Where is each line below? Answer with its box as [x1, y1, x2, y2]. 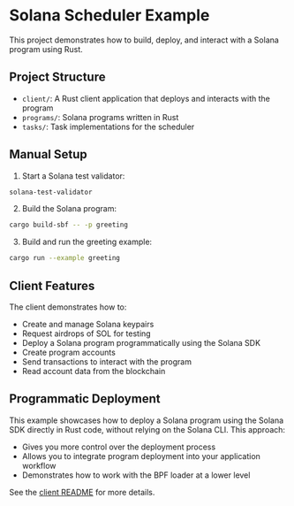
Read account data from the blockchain [21, 366, 166, 376]
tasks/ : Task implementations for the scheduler [21, 121, 195, 132]
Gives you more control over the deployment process [21, 441, 216, 452]
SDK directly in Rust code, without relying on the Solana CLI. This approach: [9, 424, 285, 434]
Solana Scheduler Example [9, 5, 210, 26]
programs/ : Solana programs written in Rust [21, 111, 179, 122]
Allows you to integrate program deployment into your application [21, 450, 260, 461]
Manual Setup [9, 147, 88, 162]
